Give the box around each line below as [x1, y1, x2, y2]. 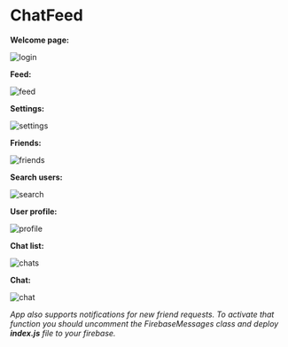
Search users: [10, 172, 63, 182]
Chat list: [10, 240, 44, 251]
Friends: [10, 137, 42, 148]
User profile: [10, 205, 58, 217]
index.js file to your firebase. [10, 328, 116, 338]
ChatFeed [10, 5, 83, 26]
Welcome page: [10, 35, 70, 45]
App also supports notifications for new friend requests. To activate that [10, 309, 275, 320]
